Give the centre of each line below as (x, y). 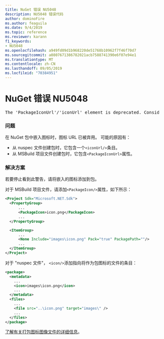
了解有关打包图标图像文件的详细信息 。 (43, 332)
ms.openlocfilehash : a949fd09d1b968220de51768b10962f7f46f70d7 (71, 50)
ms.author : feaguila (26, 23)
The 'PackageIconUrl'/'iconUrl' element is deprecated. (73, 112)
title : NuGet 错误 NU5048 (31, 10)
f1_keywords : (18, 41)
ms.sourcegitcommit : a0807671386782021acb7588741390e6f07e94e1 (71, 55)
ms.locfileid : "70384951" (31, 73)
